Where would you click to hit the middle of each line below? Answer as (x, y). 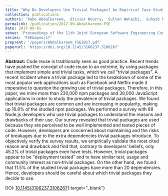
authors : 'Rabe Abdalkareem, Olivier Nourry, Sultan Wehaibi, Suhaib (82, 19)
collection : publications (32, 14)
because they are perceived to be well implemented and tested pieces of (80, 125)
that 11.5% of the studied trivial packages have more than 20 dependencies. (83, 167)
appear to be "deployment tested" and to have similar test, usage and (77, 157)
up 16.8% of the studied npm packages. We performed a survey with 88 (79, 109)
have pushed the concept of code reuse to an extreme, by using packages (82, 66)
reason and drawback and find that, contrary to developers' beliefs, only (80, 146)
